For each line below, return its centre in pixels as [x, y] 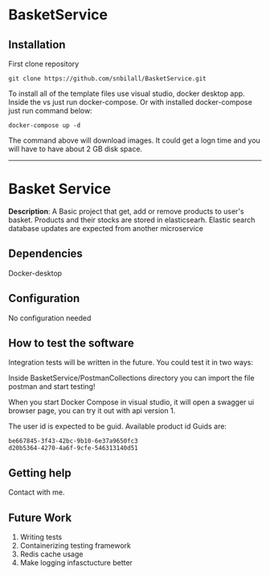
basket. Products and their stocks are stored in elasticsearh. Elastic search [132, 220]
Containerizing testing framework [75, 546]
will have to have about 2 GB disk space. [76, 149]
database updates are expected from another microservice [106, 228]
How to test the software [71, 343]
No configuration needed [50, 318]
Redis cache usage [51, 554]
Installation [37, 45]
